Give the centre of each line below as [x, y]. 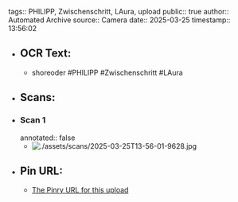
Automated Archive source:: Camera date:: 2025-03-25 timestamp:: [119, 20]
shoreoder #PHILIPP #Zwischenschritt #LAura [107, 72]
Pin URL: [41, 171]
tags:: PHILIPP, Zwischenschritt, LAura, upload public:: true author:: [119, 12]
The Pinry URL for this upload [80, 190]
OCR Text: [45, 54]
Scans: [37, 97]
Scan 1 [33, 120]
